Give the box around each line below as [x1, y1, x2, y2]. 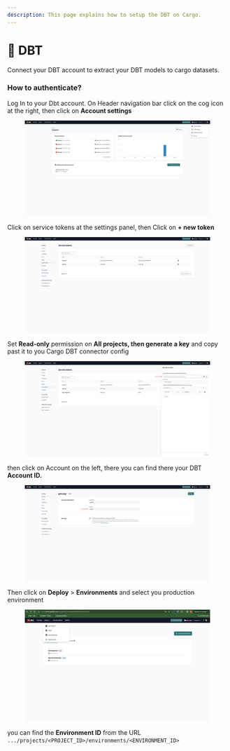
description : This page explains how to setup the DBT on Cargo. [7, 11, 201, 18]
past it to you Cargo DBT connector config [7, 347, 129, 356]
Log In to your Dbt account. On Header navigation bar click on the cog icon [7, 99, 224, 107]
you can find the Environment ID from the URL [7, 728, 141, 736]
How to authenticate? [7, 83, 82, 93]
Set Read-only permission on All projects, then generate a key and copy [7, 339, 219, 348]
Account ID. [7, 471, 43, 480]
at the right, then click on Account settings [7, 106, 132, 115]
